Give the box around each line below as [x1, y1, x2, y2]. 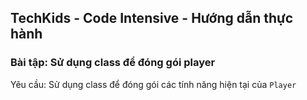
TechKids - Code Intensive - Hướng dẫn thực [10, 10, 294, 27]
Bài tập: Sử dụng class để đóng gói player [10, 56, 216, 70]
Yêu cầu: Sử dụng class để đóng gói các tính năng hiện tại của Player [10, 78, 297, 90]
